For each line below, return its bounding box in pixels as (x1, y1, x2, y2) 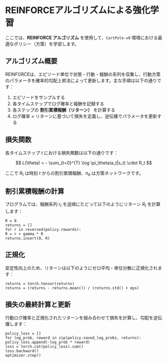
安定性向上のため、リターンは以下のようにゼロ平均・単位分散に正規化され (5, 265, 158, 271)
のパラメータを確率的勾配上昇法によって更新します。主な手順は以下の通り (5, 77, 158, 83)
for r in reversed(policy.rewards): (5, 227, 81, 232)
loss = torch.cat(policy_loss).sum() (5, 344, 84, 349)
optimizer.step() (5, 352, 41, 358)
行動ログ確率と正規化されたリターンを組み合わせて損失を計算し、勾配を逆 (5, 314, 158, 320)
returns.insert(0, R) (5, 236, 50, 241)
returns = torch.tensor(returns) (5, 281, 75, 286)
